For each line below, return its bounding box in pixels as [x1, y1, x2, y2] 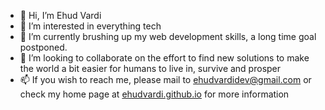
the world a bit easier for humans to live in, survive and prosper [19, 63, 282, 74]
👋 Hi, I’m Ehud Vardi [19, 10, 102, 21]
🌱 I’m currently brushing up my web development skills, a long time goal [19, 31, 317, 42]
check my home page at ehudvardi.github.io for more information [19, 88, 290, 100]
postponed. [19, 41, 68, 53]
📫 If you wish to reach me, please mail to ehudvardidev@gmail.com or [19, 74, 312, 85]
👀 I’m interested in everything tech [19, 20, 162, 32]
